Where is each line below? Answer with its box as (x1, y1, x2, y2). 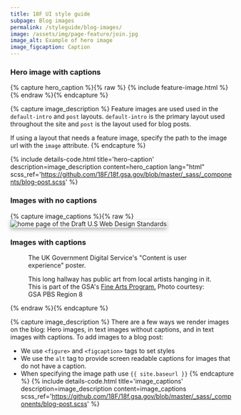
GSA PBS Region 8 (28, 290, 83, 298)
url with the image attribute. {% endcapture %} (10, 141, 146, 150)
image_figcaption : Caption (10, 43, 91, 51)
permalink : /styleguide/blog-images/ (10, 24, 123, 31)
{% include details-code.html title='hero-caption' (10, 155, 155, 164)
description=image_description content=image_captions (20, 384, 187, 393)
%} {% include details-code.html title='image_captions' (20, 376, 183, 385)
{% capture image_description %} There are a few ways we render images (10, 317, 230, 326)
